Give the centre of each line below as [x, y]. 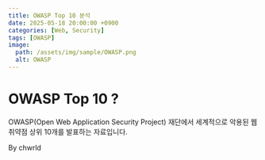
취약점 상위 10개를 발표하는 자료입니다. [68, 131]
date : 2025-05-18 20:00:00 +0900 [63, 23]
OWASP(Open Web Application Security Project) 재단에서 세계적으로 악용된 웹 [133, 122]
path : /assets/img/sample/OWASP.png [76, 52]
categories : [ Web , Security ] [56, 30]
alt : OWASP [33, 60]
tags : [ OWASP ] [32, 38]
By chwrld [25, 147]
